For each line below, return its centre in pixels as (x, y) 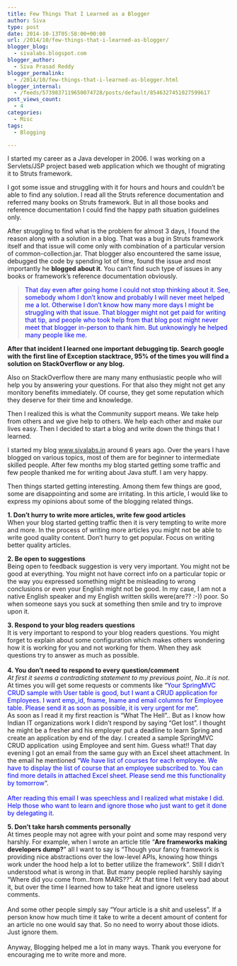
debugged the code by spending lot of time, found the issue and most (109, 261)
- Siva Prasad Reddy (44, 67)
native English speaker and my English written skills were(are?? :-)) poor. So (118, 597)
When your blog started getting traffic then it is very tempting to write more (117, 523)
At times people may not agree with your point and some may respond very (117, 834)
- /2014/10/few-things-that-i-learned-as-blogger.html (96, 80)
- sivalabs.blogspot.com (50, 54)
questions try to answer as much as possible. (73, 655)
